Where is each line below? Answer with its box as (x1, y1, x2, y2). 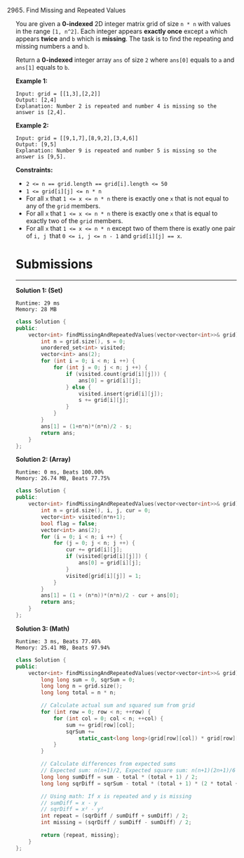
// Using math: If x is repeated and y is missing (41, 793, 192, 800)
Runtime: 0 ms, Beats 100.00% (15, 469, 104, 476)
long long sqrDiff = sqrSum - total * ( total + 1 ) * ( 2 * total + (41, 780, 239, 787)
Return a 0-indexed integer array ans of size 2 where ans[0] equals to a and (15, 56, 235, 64)
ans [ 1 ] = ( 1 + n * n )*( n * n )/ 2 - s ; (41, 422, 133, 430)
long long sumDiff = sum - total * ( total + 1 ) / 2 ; (41, 774, 198, 781)
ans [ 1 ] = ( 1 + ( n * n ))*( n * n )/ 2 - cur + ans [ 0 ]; (41, 592, 179, 599)
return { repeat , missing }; (41, 832, 120, 839)
